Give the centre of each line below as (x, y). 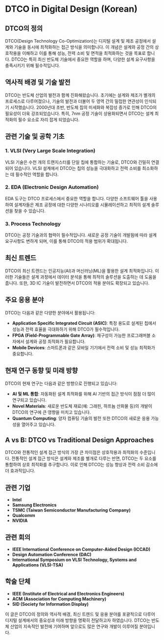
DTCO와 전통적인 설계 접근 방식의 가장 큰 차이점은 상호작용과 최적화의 (72, 452)
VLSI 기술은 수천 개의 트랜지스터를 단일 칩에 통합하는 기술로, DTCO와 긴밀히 (78, 162)
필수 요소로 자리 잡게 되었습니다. (49, 119)
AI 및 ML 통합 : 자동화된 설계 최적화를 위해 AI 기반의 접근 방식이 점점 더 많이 (84, 394)
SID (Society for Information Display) (50, 604)
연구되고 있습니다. (29, 400)
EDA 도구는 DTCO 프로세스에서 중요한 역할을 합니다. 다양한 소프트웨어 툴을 (77, 198)
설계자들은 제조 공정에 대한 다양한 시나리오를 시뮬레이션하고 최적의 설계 (82, 205)
